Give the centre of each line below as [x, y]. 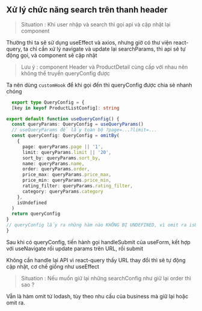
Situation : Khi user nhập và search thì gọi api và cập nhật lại [96, 24]
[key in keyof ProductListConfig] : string [66, 108]
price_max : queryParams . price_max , [67, 175]
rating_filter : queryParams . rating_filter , [78, 186]
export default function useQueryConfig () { [63, 119]
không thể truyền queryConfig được [65, 73]
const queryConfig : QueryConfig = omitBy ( [66, 136]
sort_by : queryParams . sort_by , [61, 158]
